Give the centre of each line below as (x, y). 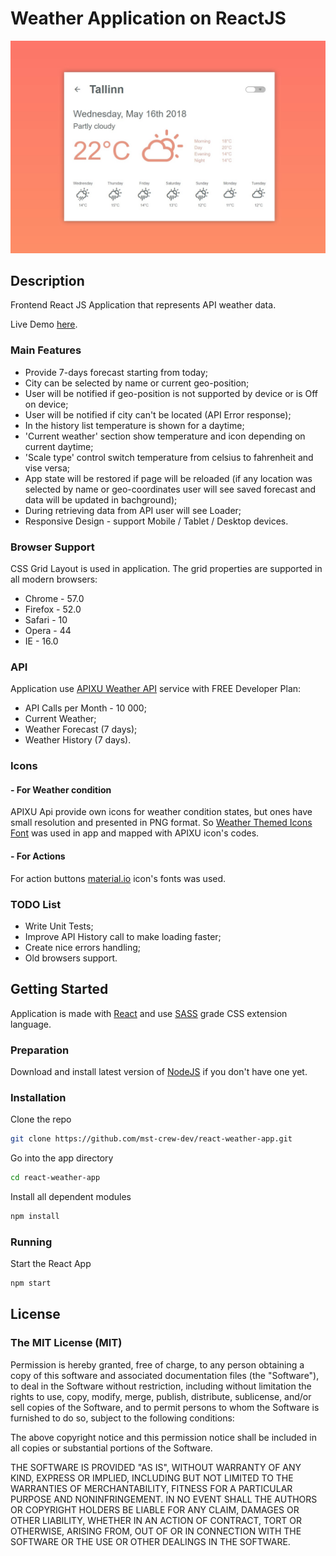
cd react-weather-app (55, 1178)
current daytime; (59, 446)
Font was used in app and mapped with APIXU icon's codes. (135, 833)
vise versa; (47, 468)
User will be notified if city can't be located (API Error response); (158, 414)
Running (31, 1242)
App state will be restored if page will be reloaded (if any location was (168, 478)
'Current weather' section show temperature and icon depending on (165, 436)
